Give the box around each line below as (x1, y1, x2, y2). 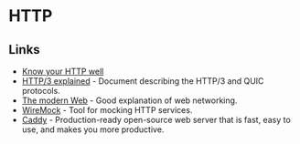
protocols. (21, 86, 60, 96)
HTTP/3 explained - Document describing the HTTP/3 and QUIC (21, 76, 264, 87)
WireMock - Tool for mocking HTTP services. (21, 105, 193, 115)
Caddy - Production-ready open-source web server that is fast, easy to (21, 115, 292, 125)
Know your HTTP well (21, 66, 104, 77)
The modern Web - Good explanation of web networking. (21, 95, 238, 106)
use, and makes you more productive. (21, 124, 165, 135)
